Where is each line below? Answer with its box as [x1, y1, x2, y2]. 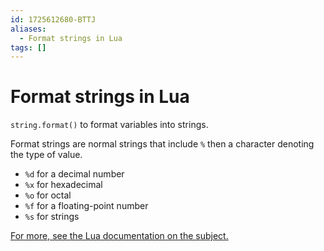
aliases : [10, 24, 47, 34]
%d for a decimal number [24, 168, 125, 180]
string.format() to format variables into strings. [10, 119, 209, 131]
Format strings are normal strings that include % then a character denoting [10, 138, 315, 150]
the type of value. [10, 149, 83, 161]
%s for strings [24, 211, 80, 223]
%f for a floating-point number [24, 200, 149, 212]
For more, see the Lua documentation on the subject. [10, 230, 229, 242]
